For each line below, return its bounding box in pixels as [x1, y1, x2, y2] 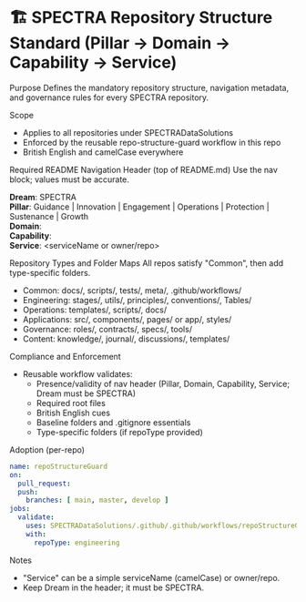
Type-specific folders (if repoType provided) [36, 426, 203, 437]
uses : [25, 521, 47, 531]
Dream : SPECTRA [9, 191, 77, 202]
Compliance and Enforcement [9, 351, 121, 362]
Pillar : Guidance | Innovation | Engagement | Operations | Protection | [9, 201, 270, 212]
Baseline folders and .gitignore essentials [36, 416, 191, 428]
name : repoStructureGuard [9, 462, 107, 471]
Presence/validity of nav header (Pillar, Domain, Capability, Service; [36, 378, 290, 389]
